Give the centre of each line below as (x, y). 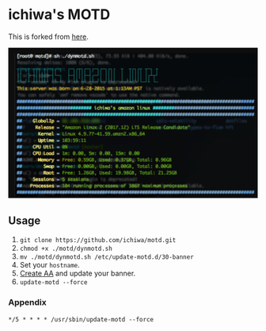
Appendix (28, 302)
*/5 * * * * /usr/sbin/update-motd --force (81, 320)
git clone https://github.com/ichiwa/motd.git (98, 240)
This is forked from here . (48, 37)
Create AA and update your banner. (78, 273)
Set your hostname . (50, 264)
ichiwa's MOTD (59, 15)
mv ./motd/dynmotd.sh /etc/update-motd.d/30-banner (106, 257)
